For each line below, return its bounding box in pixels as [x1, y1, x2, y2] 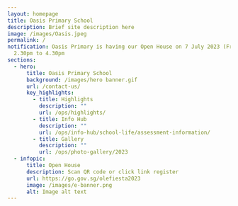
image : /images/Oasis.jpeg [7, 30, 87, 38]
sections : [7, 57, 37, 64]
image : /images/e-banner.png [25, 181, 113, 188]
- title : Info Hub [33, 115, 87, 122]
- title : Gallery [33, 135, 84, 142]
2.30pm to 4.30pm [13, 50, 65, 57]
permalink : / [7, 37, 46, 44]
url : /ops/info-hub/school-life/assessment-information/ [38, 129, 211, 136]
